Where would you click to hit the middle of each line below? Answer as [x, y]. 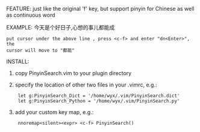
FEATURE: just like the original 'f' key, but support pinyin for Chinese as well [100, 9]
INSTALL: [18, 61]
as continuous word [31, 15]
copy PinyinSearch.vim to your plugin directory [73, 73]
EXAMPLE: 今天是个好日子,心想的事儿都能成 [61, 27]
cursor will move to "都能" [41, 50]
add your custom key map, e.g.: [54, 112]
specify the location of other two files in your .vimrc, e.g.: [86, 85]
